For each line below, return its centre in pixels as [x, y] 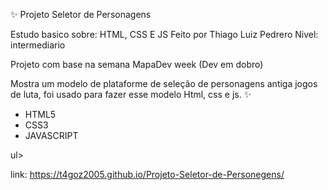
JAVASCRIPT [51, 135]
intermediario [38, 45]
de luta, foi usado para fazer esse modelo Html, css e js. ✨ [131, 94]
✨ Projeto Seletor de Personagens [81, 14]
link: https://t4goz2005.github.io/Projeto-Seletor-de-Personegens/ [147, 174]
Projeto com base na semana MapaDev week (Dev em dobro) [137, 64]
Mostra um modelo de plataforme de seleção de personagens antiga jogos [164, 83]
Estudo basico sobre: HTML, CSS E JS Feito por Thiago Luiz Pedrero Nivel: [164, 34]
